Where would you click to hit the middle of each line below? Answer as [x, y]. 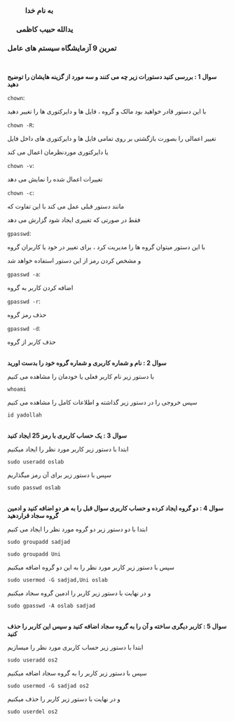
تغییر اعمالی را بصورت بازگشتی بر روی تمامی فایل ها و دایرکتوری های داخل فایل [112, 139]
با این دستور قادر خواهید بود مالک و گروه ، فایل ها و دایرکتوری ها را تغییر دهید [107, 111]
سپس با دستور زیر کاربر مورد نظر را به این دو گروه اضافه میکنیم [91, 567]
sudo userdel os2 [33, 712]
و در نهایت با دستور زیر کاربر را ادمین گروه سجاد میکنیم [79, 593]
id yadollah [25, 415]
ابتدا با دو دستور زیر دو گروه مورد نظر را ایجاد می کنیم [78, 529]
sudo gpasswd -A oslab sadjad [51, 606]
